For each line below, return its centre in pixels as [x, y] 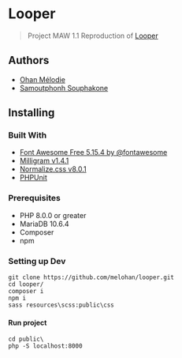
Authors [29, 60]
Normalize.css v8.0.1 [53, 169]
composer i [26, 292]
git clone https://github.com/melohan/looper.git [91, 277]
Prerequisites [34, 198]
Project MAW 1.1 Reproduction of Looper [93, 36]
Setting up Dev [37, 261]
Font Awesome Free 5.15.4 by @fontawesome [93, 153]
